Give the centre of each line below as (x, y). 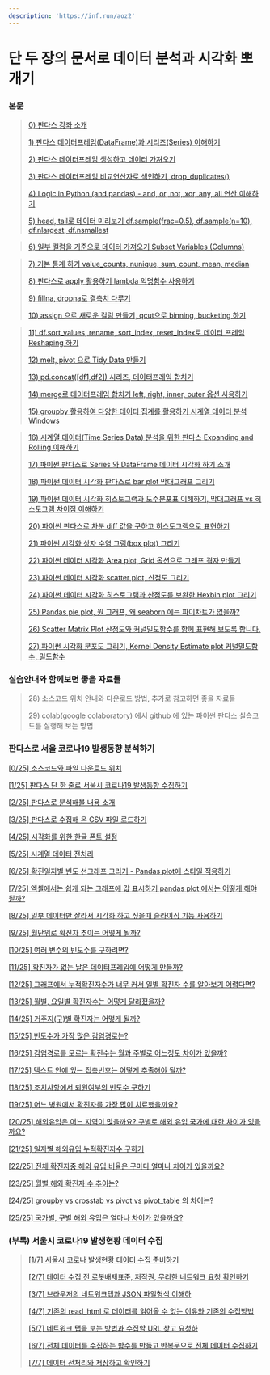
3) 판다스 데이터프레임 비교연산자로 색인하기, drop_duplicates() (129, 177)
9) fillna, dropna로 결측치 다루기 (79, 298)
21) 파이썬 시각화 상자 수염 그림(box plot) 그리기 (104, 543)
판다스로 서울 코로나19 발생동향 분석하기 (82, 749)
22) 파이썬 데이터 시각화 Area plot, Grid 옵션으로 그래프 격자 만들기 (134, 561)
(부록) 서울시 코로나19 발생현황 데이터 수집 (86, 1240)
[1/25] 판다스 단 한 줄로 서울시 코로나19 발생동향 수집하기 (98, 785)
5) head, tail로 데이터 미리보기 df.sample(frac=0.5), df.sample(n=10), (140, 221)
